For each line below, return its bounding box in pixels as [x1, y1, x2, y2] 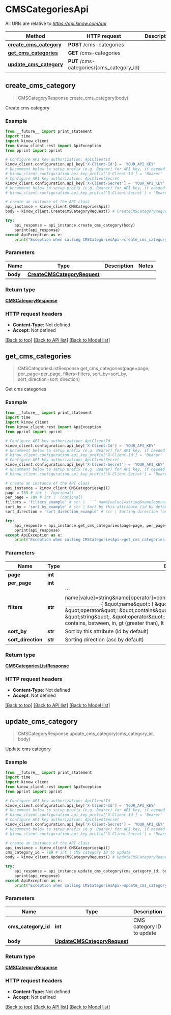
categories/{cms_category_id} [68, 64, 140, 71]
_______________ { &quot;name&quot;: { [65, 600, 154, 607]
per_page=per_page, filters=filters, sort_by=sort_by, [17, 371, 128, 377]
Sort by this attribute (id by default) [65, 628, 149, 635]
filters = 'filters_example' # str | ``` [5, 500, 97, 505]
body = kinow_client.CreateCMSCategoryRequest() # [5, 209, 115, 214]
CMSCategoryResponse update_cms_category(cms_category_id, [17, 730, 154, 737]
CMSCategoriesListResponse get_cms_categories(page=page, [17, 365, 150, 372]
